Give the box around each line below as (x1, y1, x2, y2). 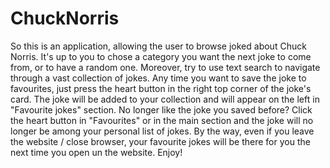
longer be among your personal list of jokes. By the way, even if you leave (10, 125, 315, 137)
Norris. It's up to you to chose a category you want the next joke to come (10, 50, 312, 62)
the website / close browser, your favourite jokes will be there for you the (10, 135, 311, 147)
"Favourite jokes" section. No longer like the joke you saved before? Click (10, 103, 313, 116)
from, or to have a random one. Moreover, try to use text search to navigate (10, 61, 321, 73)
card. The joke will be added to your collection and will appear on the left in (10, 93, 320, 105)
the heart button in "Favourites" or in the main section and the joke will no (10, 114, 314, 126)
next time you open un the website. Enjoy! (10, 146, 183, 158)
